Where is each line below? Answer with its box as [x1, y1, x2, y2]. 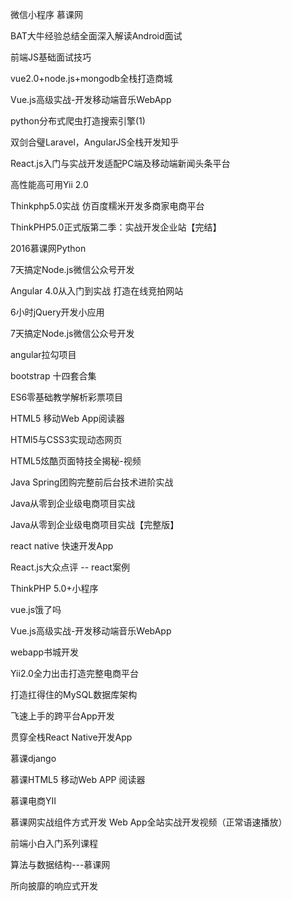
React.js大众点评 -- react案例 [10, 561, 130, 573]
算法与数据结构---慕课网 [10, 859, 111, 870]
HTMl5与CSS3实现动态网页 [10, 434, 123, 445]
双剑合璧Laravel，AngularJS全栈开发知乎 [10, 136, 180, 148]
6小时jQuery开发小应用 [10, 306, 105, 318]
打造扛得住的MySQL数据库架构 [10, 689, 138, 700]
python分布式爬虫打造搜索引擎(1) [10, 115, 146, 127]
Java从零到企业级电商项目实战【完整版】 [10, 519, 180, 530]
